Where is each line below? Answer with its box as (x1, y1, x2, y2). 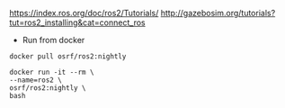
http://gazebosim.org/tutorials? (160, 8, 276, 18)
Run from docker (22, 35, 85, 45)
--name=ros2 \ (9, 76, 63, 85)
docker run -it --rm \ (9, 67, 94, 76)
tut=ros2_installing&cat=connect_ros (9, 17, 146, 28)
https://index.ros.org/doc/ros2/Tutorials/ (9, 8, 159, 18)
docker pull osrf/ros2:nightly (9, 52, 127, 61)
